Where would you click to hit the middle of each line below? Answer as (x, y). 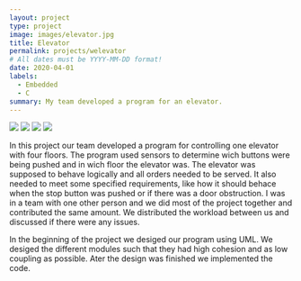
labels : (24, 77)
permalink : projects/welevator (68, 51)
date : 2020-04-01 (42, 68)
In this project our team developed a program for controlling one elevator (144, 146)
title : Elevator (40, 43)
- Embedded (38, 85)
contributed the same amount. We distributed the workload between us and (149, 213)
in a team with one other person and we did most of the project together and (151, 203)
